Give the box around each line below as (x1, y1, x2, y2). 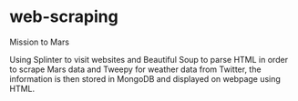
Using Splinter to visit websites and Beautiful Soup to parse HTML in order (9, 54, 289, 65)
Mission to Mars (9, 36, 70, 47)
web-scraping (9, 6, 118, 27)
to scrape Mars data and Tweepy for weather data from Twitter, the (9, 64, 262, 75)
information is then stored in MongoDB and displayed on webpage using (9, 73, 281, 84)
